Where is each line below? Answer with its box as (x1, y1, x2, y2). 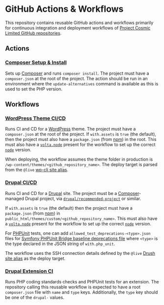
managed (5, 195, 24, 201)
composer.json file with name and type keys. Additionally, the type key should (5, 289, 158, 295)
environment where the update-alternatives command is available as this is (5, 81, 159, 86)
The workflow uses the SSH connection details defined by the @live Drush (5, 250, 156, 256)
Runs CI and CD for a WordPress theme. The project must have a (5, 126, 136, 132)
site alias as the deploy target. (5, 255, 66, 261)
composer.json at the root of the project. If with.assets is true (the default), (5, 131, 157, 137)
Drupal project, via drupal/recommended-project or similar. (25, 195, 141, 201)
